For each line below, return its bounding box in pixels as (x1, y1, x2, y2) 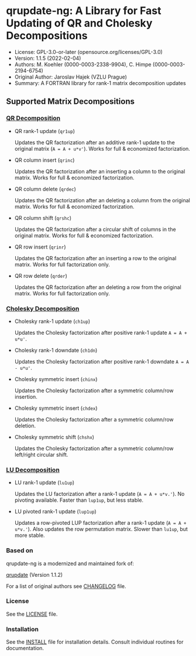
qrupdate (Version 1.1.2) (6, 571, 63, 578)
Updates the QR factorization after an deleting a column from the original (14, 196, 190, 203)
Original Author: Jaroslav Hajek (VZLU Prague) (14, 73, 128, 80)
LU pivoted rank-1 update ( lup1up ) (14, 508, 97, 515)
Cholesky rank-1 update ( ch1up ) (14, 318, 91, 325)
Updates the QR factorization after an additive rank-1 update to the (14, 139, 176, 146)
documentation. (6, 645, 44, 652)
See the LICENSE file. (6, 610, 58, 617)
